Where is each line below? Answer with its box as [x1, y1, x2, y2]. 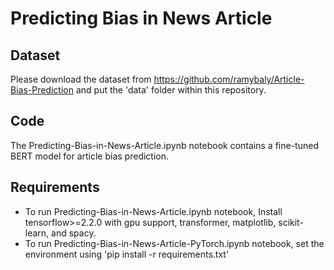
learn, [24, 227, 50, 239]
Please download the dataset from [10, 73, 152, 85]
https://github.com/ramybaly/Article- [153, 73, 305, 85]
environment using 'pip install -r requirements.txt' [24, 248, 230, 260]
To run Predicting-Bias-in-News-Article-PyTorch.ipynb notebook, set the [24, 237, 325, 249]
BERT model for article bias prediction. [10, 150, 170, 162]
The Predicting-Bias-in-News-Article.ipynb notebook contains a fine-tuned [10, 139, 319, 151]
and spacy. [51, 227, 97, 239]
